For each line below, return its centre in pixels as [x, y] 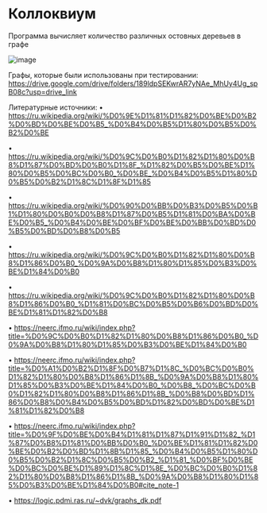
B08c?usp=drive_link [43, 91]
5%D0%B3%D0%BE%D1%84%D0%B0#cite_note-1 [94, 484]
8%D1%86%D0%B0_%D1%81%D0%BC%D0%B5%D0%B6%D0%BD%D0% [133, 303]
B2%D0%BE [29, 133]
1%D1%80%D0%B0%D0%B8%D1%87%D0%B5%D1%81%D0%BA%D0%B [132, 214]
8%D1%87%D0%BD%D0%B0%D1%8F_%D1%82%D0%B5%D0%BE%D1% [132, 164]
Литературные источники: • [56, 107]
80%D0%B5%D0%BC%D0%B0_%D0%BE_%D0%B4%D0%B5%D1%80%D [133, 173]
